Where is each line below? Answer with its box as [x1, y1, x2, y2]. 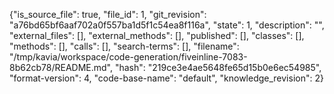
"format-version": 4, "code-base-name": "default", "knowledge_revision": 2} [9, 72, 324, 84]
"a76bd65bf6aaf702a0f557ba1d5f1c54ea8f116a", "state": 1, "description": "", [9, 19, 325, 31]
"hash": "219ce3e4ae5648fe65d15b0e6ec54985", [114, 62, 322, 73]
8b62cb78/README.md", [9, 62, 113, 73]
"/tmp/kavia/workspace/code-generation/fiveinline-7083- [9, 51, 248, 63]
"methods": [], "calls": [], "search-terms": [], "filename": [9, 40, 240, 52]
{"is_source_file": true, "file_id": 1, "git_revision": [9, 9, 207, 20]
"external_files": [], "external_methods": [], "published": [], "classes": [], [9, 30, 305, 41]
